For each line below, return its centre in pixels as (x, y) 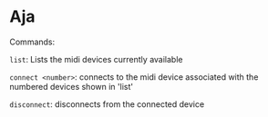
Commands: (32, 42)
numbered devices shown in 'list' (72, 86)
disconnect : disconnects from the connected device (107, 104)
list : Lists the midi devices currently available (96, 59)
